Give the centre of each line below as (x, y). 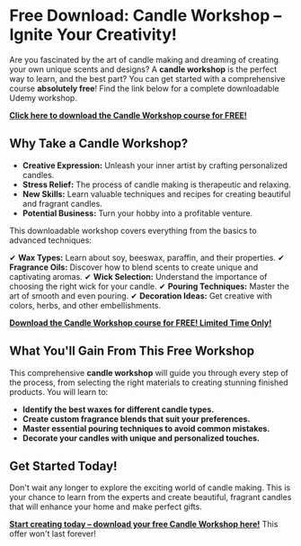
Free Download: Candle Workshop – (146, 16)
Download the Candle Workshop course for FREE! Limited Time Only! (141, 322)
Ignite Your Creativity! (93, 35)
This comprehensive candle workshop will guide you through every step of (149, 372)
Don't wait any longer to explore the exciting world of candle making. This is (150, 488)
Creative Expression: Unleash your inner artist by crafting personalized (155, 165)
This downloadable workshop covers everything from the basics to (133, 230)
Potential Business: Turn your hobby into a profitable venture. (137, 213)
